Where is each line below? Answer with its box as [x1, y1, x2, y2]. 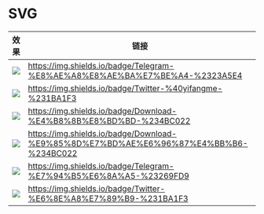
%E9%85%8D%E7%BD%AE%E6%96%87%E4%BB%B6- [27, 138, 248, 149]
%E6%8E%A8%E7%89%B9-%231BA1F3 [27, 193, 189, 204]
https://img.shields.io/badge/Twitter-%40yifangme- [27, 83, 223, 94]
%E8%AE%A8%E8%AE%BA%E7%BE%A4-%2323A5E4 [27, 70, 243, 81]
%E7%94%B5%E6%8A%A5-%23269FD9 [27, 170, 190, 181]
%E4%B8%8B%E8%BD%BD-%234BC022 [27, 115, 191, 126]
